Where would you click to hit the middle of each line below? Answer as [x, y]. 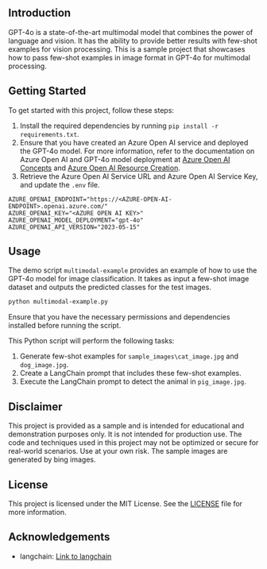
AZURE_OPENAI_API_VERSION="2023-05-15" [74, 227]
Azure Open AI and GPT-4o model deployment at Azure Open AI [125, 159]
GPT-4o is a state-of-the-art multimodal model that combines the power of [131, 32]
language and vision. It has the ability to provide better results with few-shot [133, 41]
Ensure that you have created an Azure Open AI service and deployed [134, 142]
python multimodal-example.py [58, 302]
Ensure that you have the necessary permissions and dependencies [119, 317]
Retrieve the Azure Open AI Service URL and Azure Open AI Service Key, [139, 176]
